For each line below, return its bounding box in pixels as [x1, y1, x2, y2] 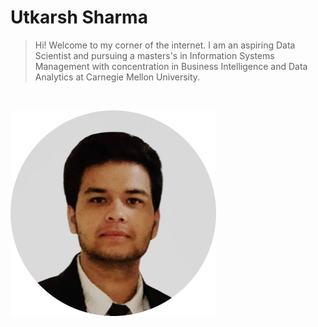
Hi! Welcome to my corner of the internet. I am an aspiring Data [34, 39, 296, 51]
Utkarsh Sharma [10, 6, 148, 29]
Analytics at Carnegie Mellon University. [34, 71, 201, 83]
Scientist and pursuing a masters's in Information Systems [34, 49, 275, 61]
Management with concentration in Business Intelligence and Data [34, 60, 308, 72]
